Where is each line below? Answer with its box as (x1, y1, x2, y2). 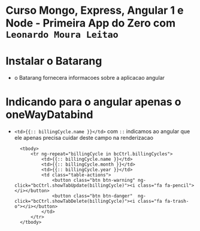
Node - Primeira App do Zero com (5, 16, 176, 30)
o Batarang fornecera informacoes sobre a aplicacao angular (14, 74, 165, 82)
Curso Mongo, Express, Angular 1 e (5, 4, 184, 17)
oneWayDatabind (5, 108, 93, 122)
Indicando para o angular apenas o (5, 95, 181, 109)
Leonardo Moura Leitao (5, 29, 119, 41)
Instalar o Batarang (5, 55, 102, 68)
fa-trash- (164, 199, 189, 205)
